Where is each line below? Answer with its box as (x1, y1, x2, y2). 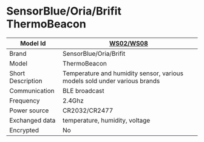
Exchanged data (9, 116, 56, 124)
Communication (9, 86, 55, 95)
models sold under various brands (63, 76, 160, 85)
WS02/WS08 (109, 39, 148, 47)
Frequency (9, 96, 40, 104)
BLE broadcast (63, 86, 104, 95)
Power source (9, 106, 49, 115)
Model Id (20, 39, 46, 47)
